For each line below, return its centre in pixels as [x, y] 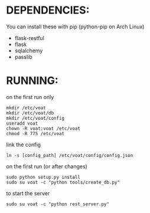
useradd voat [22, 123]
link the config [24, 145]
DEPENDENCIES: [48, 10]
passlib [23, 57]
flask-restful [29, 38]
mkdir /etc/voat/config [35, 118]
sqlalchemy [29, 50]
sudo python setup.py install [43, 177]
